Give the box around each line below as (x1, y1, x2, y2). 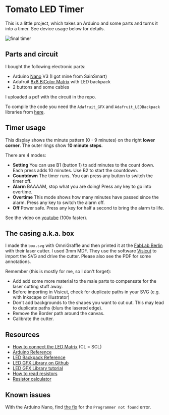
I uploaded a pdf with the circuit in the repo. (5, 93, 96, 99)
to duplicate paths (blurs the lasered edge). (12, 305, 102, 311)
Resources (5, 330, 40, 339)
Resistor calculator (12, 376, 52, 382)
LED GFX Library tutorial (12, 365, 63, 372)
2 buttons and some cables (12, 84, 70, 90)
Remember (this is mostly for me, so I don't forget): (5, 269, 111, 275)
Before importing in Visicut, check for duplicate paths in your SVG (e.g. (12, 289, 160, 295)
